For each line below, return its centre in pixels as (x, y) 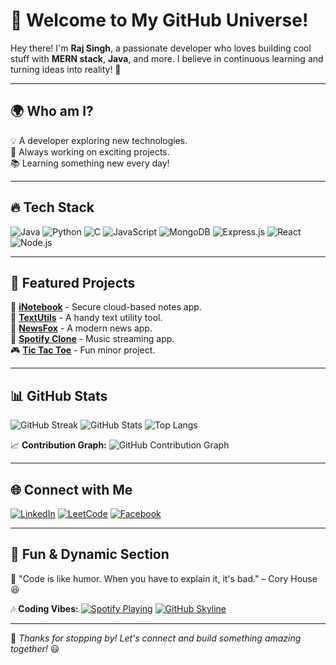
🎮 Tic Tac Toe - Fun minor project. (83, 350)
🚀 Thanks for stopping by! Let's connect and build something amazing (156, 638)
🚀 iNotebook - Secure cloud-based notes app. (106, 307)
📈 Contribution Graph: (58, 445)
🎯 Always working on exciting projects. (90, 151)
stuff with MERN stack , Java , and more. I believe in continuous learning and (167, 58)
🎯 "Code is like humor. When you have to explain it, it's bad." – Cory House (164, 578)
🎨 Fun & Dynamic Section (90, 554)
